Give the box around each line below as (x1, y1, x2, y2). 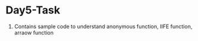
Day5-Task (5, 4, 61, 17)
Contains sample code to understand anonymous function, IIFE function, (14, 23, 193, 30)
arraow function (14, 29, 54, 36)
